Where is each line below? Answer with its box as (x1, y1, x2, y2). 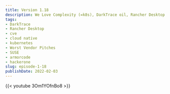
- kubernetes (5, 41, 33, 46)
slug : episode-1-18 (5, 64, 47, 69)
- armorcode (5, 54, 31, 60)
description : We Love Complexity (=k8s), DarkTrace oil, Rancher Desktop (5, 12, 165, 17)
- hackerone (5, 59, 31, 65)
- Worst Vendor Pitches (5, 45, 56, 50)
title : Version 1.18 (5, 7, 49, 13)
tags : (5, 17, 17, 22)
